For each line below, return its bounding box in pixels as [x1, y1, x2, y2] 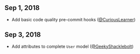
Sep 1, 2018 [4, 4, 40, 12]
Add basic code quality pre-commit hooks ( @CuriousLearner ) [11, 16, 136, 22]
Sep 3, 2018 [4, 31, 41, 39]
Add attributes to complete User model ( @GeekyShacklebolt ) [11, 43, 134, 49]
